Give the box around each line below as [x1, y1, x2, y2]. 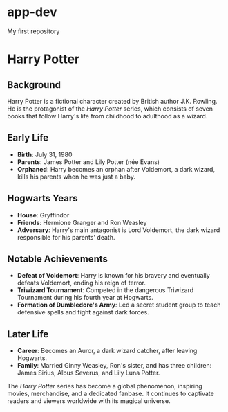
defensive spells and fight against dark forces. [17, 308, 150, 316]
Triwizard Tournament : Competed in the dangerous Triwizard [17, 286, 194, 294]
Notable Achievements [7, 253, 108, 265]
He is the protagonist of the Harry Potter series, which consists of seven [7, 105, 213, 113]
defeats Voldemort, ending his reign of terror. [17, 278, 146, 287]
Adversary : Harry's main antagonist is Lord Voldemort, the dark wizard [17, 226, 220, 234]
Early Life [7, 132, 49, 144]
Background [7, 79, 61, 91]
